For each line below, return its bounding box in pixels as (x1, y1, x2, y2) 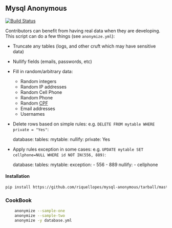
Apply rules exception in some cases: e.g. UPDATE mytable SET (12, 146, 144, 152)
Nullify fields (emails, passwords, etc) (12, 58, 92, 65)
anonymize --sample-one (14, 209, 66, 214)
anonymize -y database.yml (14, 218, 72, 223)
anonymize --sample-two (14, 213, 66, 218)
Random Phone (20, 94, 53, 100)
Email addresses (20, 105, 55, 112)
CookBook (5, 197, 32, 204)
